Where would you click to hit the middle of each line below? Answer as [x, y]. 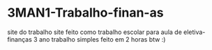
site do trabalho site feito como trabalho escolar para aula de [95, 32]
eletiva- [195, 32]
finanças [20, 39]
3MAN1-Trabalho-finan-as [85, 13]
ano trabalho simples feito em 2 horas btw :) [102, 39]
